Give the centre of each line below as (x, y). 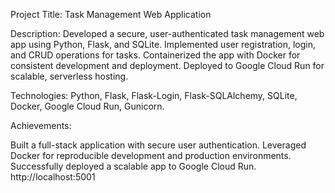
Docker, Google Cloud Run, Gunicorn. (87, 106)
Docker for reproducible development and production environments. (151, 155)
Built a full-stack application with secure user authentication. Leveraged (158, 145)
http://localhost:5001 (53, 177)
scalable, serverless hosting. (69, 76)
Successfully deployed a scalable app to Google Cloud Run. (133, 166)
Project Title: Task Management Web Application (111, 14)
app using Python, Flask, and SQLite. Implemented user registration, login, (163, 44)
